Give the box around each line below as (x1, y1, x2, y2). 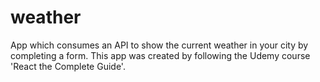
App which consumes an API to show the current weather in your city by (10, 39, 309, 51)
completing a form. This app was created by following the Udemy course (10, 49, 311, 61)
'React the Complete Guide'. (10, 60, 126, 72)
